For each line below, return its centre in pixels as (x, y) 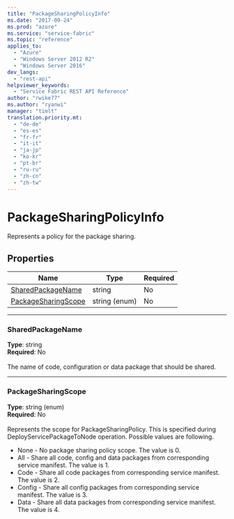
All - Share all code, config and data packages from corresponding (113, 458)
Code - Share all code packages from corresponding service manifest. (118, 472)
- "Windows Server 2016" (49, 66)
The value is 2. (38, 480)
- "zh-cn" (28, 176)
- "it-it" (28, 144)
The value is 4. (38, 509)
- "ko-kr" (28, 157)
